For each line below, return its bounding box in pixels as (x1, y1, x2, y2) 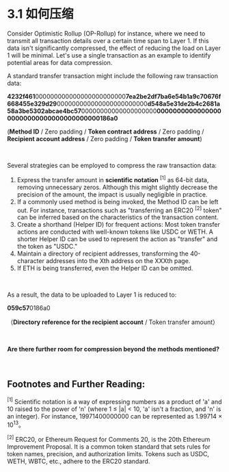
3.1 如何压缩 (7, 6, 74, 22)
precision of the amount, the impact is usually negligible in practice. (16, 190, 208, 199)
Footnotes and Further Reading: (7, 378, 146, 390)
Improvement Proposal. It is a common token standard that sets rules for (7, 443, 211, 451)
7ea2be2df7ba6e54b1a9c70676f (125, 92, 221, 100)
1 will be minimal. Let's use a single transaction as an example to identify (7, 51, 211, 59)
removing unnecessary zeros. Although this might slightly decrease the (16, 183, 218, 191)
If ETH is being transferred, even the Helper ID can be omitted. (16, 264, 193, 273)
